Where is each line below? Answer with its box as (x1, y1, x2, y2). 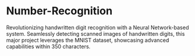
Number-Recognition (6, 4, 113, 18)
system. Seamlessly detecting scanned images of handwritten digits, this (6, 30, 185, 37)
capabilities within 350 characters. (6, 43, 91, 50)
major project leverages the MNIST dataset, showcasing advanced (6, 36, 169, 43)
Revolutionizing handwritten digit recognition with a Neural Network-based (6, 24, 189, 31)
